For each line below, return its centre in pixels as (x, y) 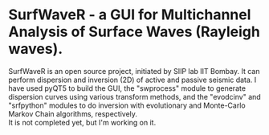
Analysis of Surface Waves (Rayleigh (134, 32)
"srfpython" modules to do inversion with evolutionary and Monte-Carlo (127, 105)
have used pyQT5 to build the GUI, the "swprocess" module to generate (127, 88)
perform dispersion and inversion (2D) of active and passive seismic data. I (132, 80)
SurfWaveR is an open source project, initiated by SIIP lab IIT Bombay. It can (134, 71)
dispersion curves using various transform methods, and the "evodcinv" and (134, 96)
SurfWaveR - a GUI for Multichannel (130, 15)
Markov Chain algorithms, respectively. (73, 113)
